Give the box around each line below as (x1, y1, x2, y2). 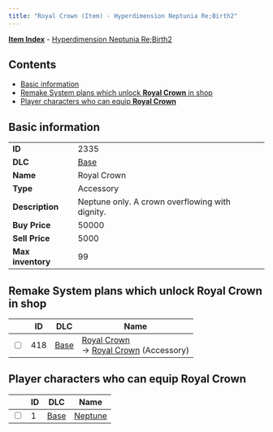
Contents (8, 58, 57, 72)
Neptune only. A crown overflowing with (77, 196, 232, 207)
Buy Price (12, 220, 51, 231)
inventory (12, 256, 51, 268)
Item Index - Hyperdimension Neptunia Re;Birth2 (8, 34, 172, 44)
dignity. (77, 207, 107, 218)
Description (12, 201, 59, 212)
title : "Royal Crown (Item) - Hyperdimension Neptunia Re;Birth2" (8, 11, 238, 20)
